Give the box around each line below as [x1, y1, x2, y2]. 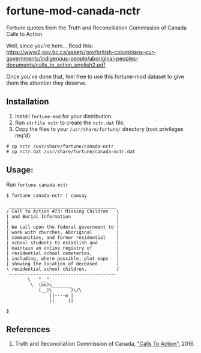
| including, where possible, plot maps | [6, 255, 119, 262]
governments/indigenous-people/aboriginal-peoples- [6, 55, 139, 62]
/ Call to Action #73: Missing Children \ [6, 208, 119, 214]
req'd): [14, 131, 32, 139]
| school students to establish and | [6, 240, 119, 246]
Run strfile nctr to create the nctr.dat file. [14, 119, 125, 126]
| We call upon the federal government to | [6, 224, 119, 230]
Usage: [6, 165, 34, 175]
